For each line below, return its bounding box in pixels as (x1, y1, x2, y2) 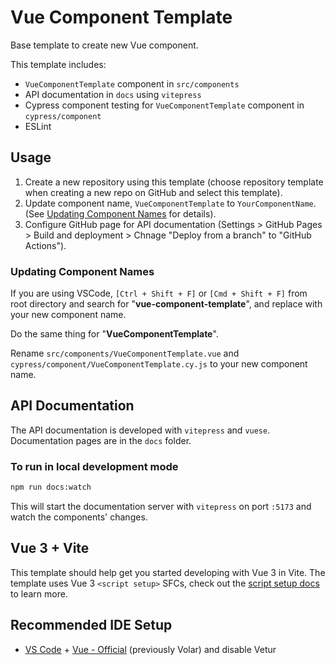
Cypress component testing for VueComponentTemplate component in (24, 99, 305, 111)
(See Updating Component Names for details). (24, 207, 217, 220)
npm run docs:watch (10, 482, 92, 493)
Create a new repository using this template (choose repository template (24, 176, 324, 188)
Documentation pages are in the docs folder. (10, 434, 192, 446)
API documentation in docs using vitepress (24, 88, 202, 100)
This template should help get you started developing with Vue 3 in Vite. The (10, 566, 326, 578)
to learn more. (10, 587, 68, 600)
